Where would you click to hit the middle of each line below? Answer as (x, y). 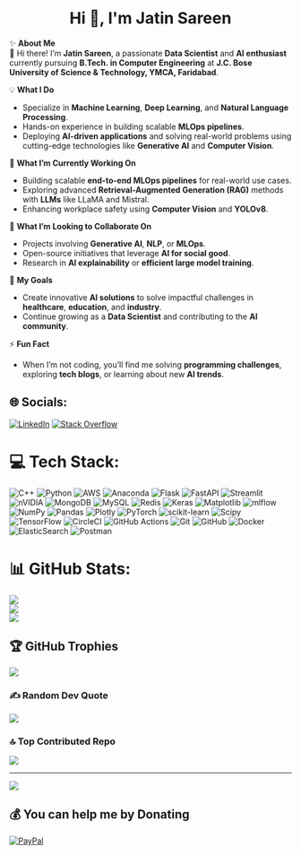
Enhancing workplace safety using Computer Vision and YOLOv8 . (145, 209)
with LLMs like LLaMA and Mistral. (86, 199)
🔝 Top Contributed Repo (63, 741)
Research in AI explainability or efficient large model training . (138, 263)
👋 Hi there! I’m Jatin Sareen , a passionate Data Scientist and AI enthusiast (148, 53)
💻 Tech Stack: (64, 462)
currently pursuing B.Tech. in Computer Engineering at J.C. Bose (131, 63)
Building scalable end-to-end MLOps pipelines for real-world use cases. (157, 180)
